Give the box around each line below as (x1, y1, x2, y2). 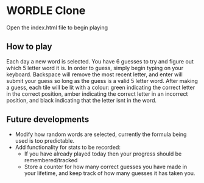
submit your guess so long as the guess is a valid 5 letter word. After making (6, 77, 198, 84)
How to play (6, 41, 52, 52)
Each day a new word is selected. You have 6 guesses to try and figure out (6, 57, 194, 65)
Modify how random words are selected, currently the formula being (15, 131, 187, 138)
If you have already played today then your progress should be (24, 150, 182, 157)
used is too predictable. (15, 137, 75, 144)
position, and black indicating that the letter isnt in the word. (6, 96, 157, 104)
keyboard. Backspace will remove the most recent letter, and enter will (6, 71, 183, 78)
